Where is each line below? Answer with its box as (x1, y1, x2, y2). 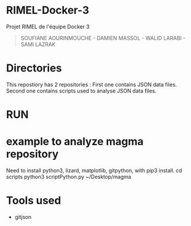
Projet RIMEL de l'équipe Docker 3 (6, 23, 90, 30)
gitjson (14, 213, 31, 220)
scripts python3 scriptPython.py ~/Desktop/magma (6, 173, 131, 180)
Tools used (6, 194, 61, 207)
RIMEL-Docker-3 (6, 4, 89, 17)
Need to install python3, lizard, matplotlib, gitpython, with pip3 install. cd (6, 167, 182, 174)
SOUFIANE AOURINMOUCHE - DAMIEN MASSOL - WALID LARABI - (20, 34, 186, 41)
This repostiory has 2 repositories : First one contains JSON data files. (6, 81, 177, 88)
